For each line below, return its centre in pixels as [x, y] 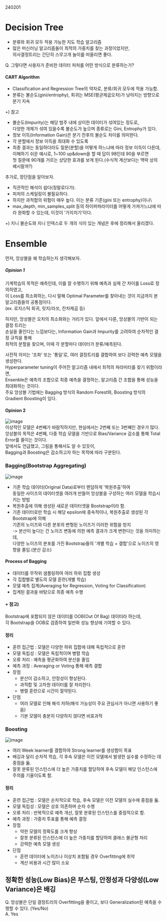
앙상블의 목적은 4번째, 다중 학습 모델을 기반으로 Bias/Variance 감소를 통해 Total [83, 434]
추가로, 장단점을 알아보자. [30, 177]
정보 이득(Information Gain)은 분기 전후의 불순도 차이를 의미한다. [76, 135]
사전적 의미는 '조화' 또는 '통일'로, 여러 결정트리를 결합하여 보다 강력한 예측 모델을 [83, 355]
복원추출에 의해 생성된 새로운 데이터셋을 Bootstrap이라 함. [69, 506]
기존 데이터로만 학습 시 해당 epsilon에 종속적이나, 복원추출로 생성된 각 [80, 512]
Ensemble [26, 244]
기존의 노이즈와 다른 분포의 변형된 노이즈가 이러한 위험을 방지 [72, 524]
